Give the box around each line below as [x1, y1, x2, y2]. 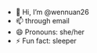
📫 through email [15, 16, 70, 25]
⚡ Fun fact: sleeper [15, 36, 77, 45]
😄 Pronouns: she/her [15, 27, 84, 37]
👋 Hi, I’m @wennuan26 [15, 8, 90, 16]
